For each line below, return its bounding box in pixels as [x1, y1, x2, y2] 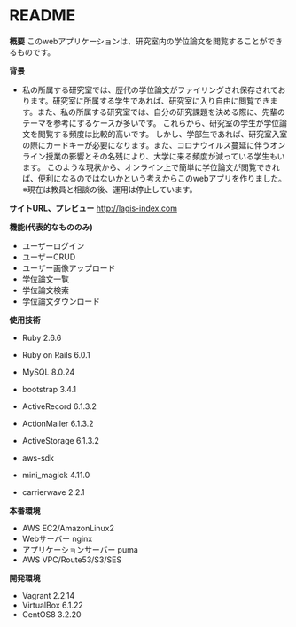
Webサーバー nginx [21, 533, 93, 544]
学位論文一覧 [21, 274, 69, 284]
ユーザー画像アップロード [21, 262, 116, 273]
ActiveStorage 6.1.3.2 [21, 435, 100, 445]
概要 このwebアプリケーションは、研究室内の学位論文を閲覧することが [9, 35, 268, 46]
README [9, 5, 76, 26]
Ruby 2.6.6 [21, 332, 62, 343]
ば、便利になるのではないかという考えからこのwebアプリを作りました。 [21, 173, 286, 183]
